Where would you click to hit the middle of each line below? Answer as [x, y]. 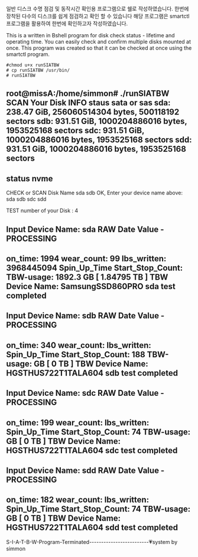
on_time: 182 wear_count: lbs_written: [78, 500]
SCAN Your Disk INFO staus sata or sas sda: [88, 103]
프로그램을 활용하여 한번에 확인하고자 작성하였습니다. [67, 23]
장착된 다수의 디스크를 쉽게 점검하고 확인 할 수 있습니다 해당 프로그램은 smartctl [98, 16]
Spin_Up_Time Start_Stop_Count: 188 [76, 354]
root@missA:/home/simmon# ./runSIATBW [88, 94]
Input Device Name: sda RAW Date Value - [85, 229]
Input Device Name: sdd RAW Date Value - [85, 470]
